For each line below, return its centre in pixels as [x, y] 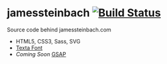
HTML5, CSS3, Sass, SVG [48, 41]
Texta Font [29, 48]
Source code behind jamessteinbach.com [59, 30]
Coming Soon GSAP [41, 54]
